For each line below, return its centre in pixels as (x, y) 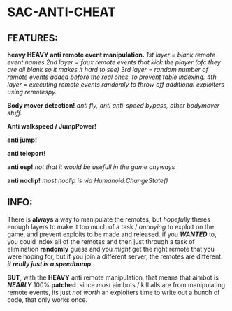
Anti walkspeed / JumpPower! (52, 126)
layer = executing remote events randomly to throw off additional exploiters (116, 84)
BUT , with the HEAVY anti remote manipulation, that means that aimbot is (113, 277)
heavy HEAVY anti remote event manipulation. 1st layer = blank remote (111, 55)
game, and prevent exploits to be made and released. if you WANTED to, (112, 234)
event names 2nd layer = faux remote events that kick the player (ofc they (114, 62)
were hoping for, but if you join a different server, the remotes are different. (115, 256)
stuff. (15, 113)
